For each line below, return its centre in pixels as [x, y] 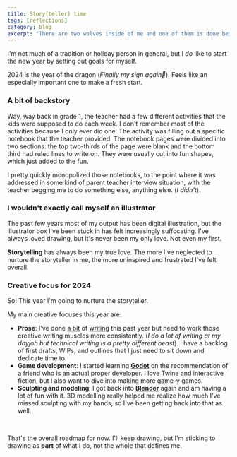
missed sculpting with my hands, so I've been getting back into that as [120, 403]
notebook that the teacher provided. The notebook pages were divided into [116, 138]
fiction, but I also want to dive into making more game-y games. [110, 381]
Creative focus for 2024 [49, 285]
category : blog [30, 27]
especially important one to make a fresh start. [75, 83]
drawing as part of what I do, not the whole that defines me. [95, 446]
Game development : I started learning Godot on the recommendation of [123, 366]
